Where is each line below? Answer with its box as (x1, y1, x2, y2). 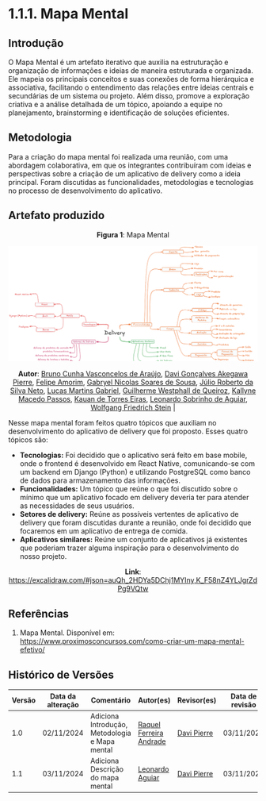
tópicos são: (8, 435, 49, 445)
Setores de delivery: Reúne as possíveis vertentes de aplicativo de (19, 510, 239, 519)
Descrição (89, 764, 124, 774)
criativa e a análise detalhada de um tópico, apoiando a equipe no (8, 100, 223, 109)
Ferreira (138, 728, 164, 737)
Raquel (138, 719, 161, 729)
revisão (230, 699, 256, 709)
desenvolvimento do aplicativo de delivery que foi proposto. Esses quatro (8, 426, 248, 437)
